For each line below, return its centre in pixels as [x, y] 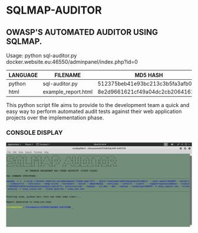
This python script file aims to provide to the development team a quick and [98, 105]
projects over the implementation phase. [55, 117]
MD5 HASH [149, 75]
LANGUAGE [23, 75]
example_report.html [68, 92]
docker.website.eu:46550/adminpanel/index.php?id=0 [72, 62]
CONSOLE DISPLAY [34, 132]
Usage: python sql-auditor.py [42, 56]
